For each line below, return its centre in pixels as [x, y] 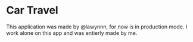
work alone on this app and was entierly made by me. [72, 33]
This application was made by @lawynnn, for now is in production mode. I [97, 27]
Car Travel [32, 10]
